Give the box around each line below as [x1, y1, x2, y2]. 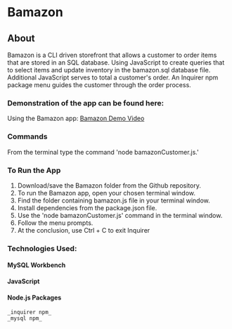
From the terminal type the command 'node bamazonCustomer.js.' [7, 148, 199, 156]
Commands [7, 131, 48, 141]
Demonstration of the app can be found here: [7, 98, 164, 108]
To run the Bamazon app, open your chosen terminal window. [17, 188, 195, 197]
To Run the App [7, 165, 61, 175]
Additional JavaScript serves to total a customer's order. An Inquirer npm [7, 73, 219, 82]
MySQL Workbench [7, 261, 66, 269]
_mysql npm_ [7, 315, 42, 322]
